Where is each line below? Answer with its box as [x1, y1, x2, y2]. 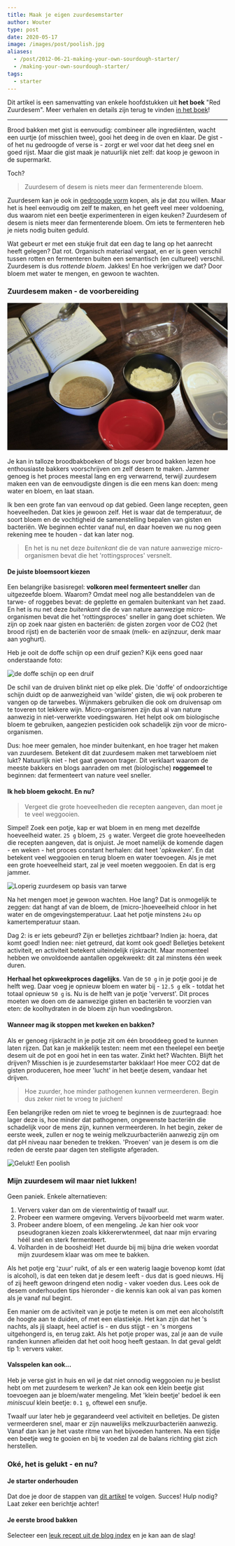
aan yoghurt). [7, 635, 47, 644]
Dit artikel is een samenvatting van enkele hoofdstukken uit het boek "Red [7, 98, 221, 106]
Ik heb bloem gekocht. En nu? [7, 787, 95, 795]
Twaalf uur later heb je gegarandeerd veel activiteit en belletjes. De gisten [7, 1412, 220, 1421]
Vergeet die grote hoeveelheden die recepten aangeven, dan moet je [24, 803, 223, 811]
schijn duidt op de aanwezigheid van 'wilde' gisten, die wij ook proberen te [7, 691, 222, 699]
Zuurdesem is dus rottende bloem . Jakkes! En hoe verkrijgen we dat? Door [7, 261, 222, 270]
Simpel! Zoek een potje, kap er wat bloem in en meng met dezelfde [7, 824, 201, 832]
